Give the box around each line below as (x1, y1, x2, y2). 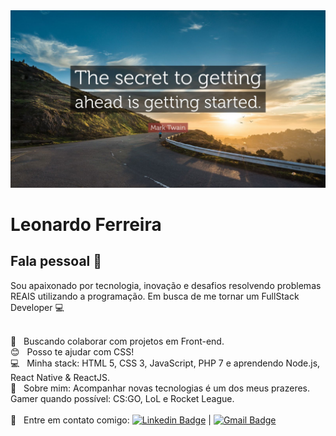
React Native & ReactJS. (10, 371, 111, 383)
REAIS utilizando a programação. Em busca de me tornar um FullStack (10, 290, 300, 302)
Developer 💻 (10, 301, 65, 313)
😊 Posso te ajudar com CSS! (10, 345, 135, 358)
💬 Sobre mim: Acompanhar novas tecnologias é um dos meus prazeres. (10, 382, 311, 394)
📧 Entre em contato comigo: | (10, 414, 212, 426)
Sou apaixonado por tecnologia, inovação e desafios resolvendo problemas (10, 279, 322, 291)
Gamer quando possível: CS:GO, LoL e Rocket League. (10, 392, 235, 404)
